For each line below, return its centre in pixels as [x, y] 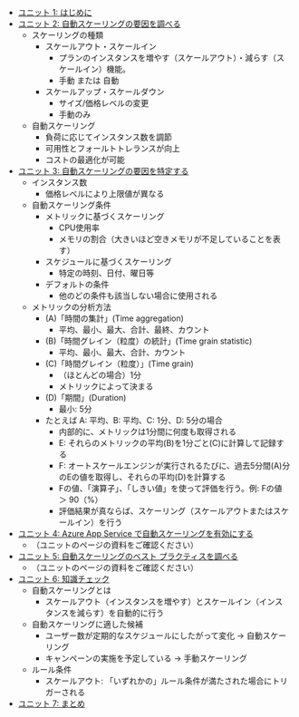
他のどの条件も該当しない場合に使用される [138, 296]
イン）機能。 [107, 69]
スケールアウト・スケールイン [101, 46]
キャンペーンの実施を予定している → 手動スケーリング [146, 658]
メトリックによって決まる [106, 386]
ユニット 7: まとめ [52, 703]
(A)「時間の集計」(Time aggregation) [114, 318]
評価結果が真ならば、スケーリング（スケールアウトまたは [166, 511]
